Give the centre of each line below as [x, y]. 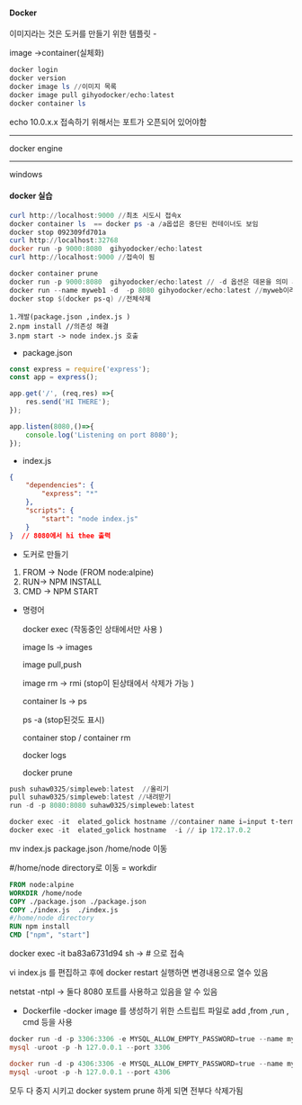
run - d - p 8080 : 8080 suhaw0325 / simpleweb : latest [102, 806]
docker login [34, 70]
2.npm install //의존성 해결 [59, 326]
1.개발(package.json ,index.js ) [70, 317]
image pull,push [52, 664]
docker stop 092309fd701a [58, 232]
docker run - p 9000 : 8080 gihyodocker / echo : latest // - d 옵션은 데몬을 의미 [149, 282]
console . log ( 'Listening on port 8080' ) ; [102, 435]
